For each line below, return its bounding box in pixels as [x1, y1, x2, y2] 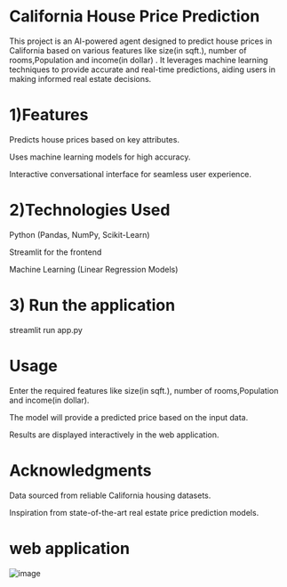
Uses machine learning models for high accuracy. [9, 151, 191, 162]
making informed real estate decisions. [9, 73, 152, 84]
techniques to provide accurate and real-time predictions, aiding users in [9, 64, 275, 75]
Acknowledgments [9, 461, 153, 480]
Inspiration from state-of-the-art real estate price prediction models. [9, 507, 259, 518]
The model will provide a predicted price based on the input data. [9, 412, 249, 422]
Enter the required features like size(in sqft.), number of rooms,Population [9, 385, 279, 395]
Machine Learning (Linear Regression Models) [9, 264, 179, 274]
